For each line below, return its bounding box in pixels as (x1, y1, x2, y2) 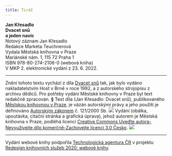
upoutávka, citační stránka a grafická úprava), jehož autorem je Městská (5, 113, 158, 119)
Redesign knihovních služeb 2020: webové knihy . (5, 144, 110, 151)
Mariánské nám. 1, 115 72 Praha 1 (5, 54, 74, 60)
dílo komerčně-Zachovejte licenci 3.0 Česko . (34, 124, 128, 130)
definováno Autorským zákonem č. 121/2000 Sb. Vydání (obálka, (5, 107, 148, 114)
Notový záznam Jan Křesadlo (5, 38, 68, 44)
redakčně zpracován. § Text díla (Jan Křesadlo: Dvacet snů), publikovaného (5, 96, 165, 102)
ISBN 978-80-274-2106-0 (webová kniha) (5, 59, 94, 65)
